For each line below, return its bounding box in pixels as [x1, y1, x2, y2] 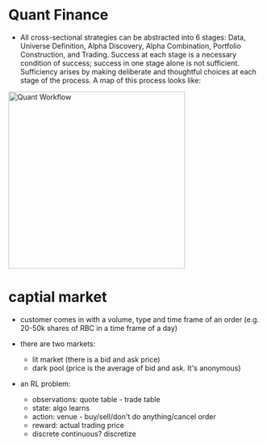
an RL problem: [19, 379, 71, 388]
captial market [8, 288, 107, 307]
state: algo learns [31, 403, 90, 413]
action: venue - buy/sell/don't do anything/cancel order [31, 411, 216, 422]
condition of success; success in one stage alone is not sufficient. [19, 58, 240, 68]
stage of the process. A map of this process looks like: [19, 75, 202, 85]
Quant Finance [8, 6, 109, 24]
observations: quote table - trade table [31, 394, 161, 404]
